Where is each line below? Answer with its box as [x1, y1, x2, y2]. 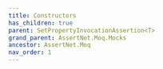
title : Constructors [8, 11, 78, 20]
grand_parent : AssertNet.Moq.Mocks [8, 33, 127, 42]
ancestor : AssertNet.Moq [8, 41, 91, 49]
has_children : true [8, 19, 74, 27]
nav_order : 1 [8, 48, 52, 56]
